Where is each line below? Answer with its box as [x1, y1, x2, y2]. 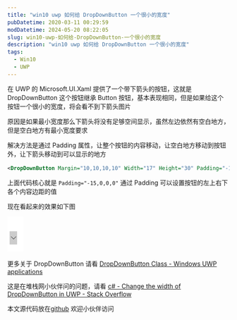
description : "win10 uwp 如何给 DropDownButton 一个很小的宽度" [7, 41, 190, 49]
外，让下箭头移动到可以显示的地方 [7, 149, 107, 158]
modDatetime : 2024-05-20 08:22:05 [7, 26, 109, 33]
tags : [7, 49, 23, 56]
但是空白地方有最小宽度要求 [7, 125, 88, 134]
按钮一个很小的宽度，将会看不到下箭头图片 [7, 102, 131, 111]
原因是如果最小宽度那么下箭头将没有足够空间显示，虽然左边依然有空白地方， [7, 117, 230, 125]
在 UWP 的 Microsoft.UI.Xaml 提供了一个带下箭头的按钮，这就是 [7, 85, 192, 93]
